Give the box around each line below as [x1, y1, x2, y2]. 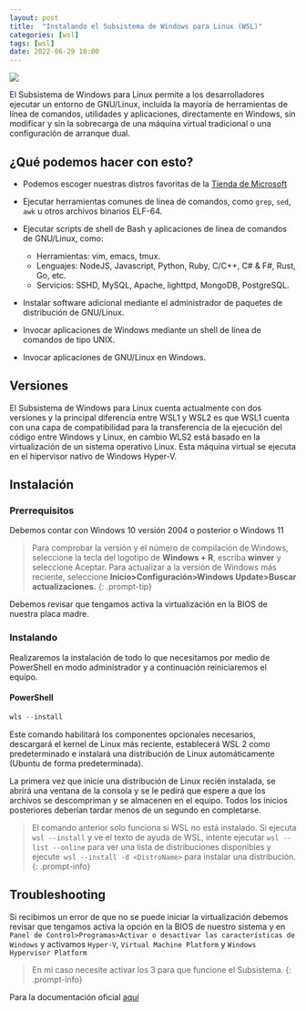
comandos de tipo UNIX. [22, 334, 116, 345]
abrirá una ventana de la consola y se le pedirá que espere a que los [9, 784, 266, 796]
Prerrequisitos [9, 504, 75, 517]
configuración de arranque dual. [9, 128, 130, 139]
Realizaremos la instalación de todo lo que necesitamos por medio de [9, 652, 270, 662]
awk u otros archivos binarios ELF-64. [22, 206, 162, 217]
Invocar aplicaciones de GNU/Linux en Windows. [22, 351, 207, 362]
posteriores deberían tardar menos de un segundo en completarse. [9, 804, 261, 815]
